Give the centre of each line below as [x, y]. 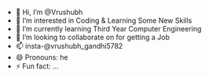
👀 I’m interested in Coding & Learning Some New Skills [104, 20]
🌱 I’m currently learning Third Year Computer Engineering [108, 29]
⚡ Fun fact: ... [37, 66]
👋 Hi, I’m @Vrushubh [49, 12]
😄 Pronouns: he [42, 57]
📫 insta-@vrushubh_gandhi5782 [69, 46]
